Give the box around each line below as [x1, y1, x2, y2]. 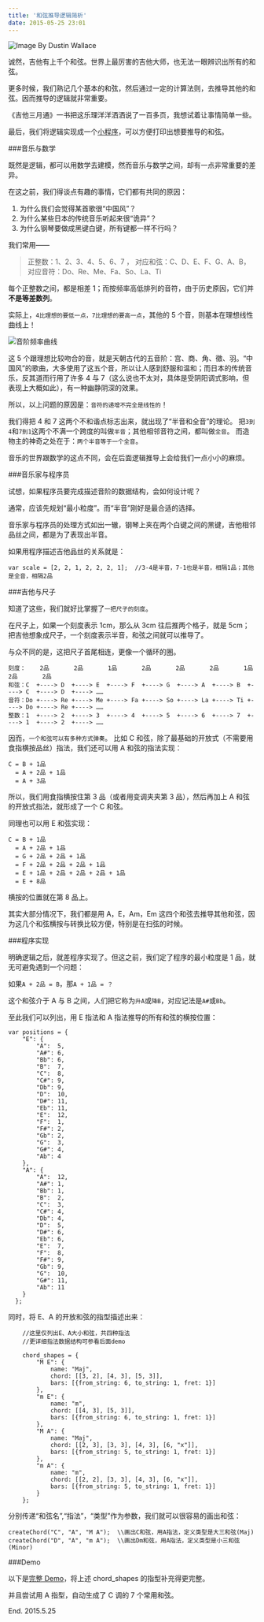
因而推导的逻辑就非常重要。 [21, 93, 112, 102]
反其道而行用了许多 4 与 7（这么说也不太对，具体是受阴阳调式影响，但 [21, 373, 250, 382]
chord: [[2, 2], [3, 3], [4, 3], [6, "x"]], [49, 1475, 199, 1483]
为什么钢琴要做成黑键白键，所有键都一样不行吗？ [19, 223, 178, 233]
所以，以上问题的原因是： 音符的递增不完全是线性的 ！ [8, 400, 168, 409]
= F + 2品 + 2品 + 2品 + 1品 [15, 861, 106, 869]
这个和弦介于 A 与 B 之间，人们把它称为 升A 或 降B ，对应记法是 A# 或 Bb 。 [8, 995, 230, 1005]
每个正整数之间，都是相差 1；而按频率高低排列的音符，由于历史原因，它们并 [8, 283, 254, 292]
